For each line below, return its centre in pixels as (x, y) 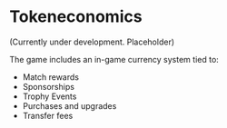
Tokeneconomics (76, 17)
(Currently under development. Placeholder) (92, 42)
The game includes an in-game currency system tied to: (114, 59)
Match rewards (51, 77)
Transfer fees (48, 115)
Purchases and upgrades (69, 105)
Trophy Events (49, 96)
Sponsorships (49, 86)
